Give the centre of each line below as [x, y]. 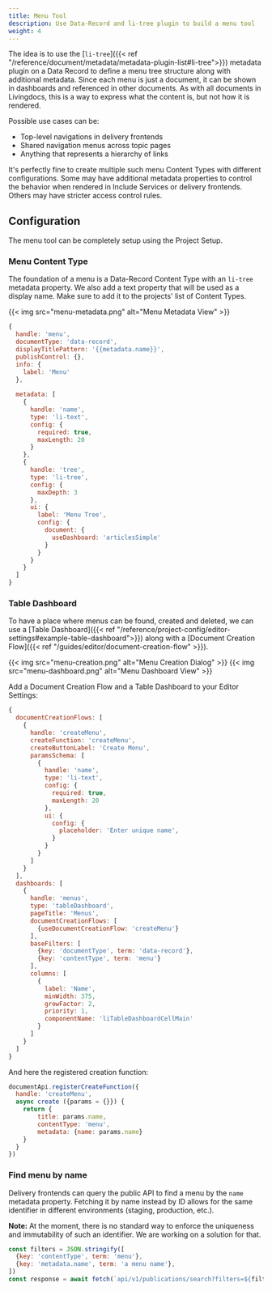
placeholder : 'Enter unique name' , [119, 830]
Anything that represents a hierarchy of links [94, 154]
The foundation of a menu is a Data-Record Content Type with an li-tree [131, 279]
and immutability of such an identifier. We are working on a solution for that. [135, 1234]
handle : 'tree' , [57, 470]
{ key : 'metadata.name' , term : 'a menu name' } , [96, 1264]
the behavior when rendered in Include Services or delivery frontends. [125, 187]
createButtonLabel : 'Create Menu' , [90, 748]
